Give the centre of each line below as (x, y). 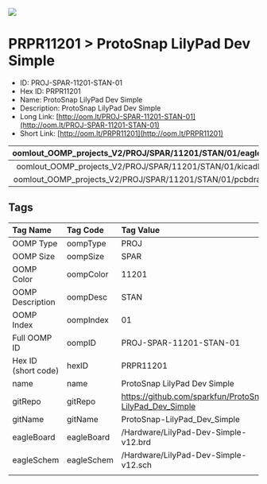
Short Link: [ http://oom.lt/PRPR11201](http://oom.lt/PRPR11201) (122, 133)
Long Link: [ (39, 116)
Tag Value (141, 230)
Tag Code (85, 230)
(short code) (36, 370)
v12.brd (136, 442)
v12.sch (137, 465)
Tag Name (32, 230)
